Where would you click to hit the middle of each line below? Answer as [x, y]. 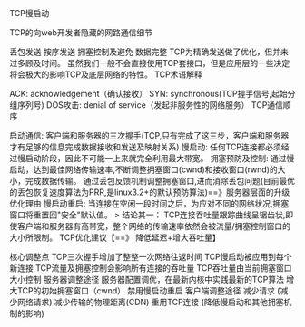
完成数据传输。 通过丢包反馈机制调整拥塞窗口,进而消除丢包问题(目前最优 [160, 181]
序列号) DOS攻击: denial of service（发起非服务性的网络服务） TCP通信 [150, 105]
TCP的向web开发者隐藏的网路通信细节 [81, 33]
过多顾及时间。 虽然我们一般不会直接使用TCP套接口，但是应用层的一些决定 [150, 63]
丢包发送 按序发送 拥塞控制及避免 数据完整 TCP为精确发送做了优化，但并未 [149, 52]
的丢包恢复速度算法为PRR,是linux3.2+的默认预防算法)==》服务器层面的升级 [150, 192]
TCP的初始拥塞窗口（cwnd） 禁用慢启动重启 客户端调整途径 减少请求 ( [148, 291]
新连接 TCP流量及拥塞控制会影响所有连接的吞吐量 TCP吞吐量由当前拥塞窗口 [151, 268]
